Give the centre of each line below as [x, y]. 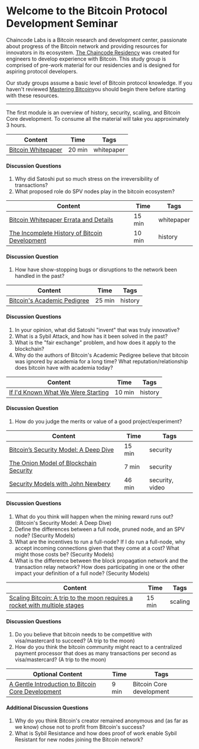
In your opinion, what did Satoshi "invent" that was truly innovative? [97, 329]
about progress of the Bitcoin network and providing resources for [87, 46]
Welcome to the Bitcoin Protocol [87, 11]
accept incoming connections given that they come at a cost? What [97, 548]
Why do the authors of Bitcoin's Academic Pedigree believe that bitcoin [102, 355]
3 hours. [16, 125]
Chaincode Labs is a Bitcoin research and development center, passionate [97, 40]
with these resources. [33, 95]
